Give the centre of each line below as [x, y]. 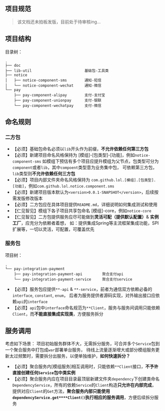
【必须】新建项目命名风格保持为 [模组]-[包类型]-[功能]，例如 [74, 155]
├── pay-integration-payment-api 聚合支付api [69, 274]
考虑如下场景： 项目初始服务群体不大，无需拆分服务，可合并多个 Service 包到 [82, 344]
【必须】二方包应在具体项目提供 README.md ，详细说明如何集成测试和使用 [85, 205]
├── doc [13, 65]
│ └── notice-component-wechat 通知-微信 [53, 86]
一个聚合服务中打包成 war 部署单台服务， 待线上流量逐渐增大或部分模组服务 [80, 350]
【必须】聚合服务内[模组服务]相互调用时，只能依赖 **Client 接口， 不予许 [85, 366]
